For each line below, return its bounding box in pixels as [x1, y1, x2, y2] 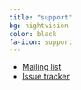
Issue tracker [21, 71, 70, 82]
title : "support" [9, 12, 73, 22]
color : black [9, 29, 57, 38]
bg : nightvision [9, 21, 69, 30]
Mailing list [21, 62, 62, 72]
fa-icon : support [9, 37, 73, 47]
